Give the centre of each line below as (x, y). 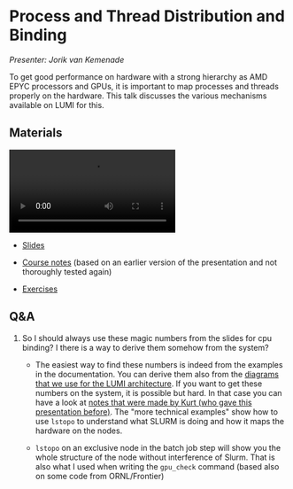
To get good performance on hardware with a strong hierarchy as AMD (139, 76)
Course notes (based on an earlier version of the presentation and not (149, 262)
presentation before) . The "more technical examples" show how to (157, 411)
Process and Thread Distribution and (147, 16)
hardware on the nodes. (79, 431)
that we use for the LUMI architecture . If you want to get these (149, 384)
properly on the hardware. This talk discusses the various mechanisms (138, 96)
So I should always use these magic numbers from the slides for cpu (147, 338)
